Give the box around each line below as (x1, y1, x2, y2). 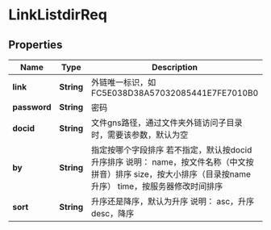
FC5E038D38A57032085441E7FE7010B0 (91, 87, 259, 98)
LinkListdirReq (8, 6, 107, 24)
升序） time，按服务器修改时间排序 (91, 181, 223, 191)
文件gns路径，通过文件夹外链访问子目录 (91, 117, 243, 128)
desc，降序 (91, 208, 135, 219)
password (12, 102, 52, 112)
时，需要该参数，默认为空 (91, 129, 189, 140)
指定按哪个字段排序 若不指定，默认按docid (91, 144, 252, 155)
